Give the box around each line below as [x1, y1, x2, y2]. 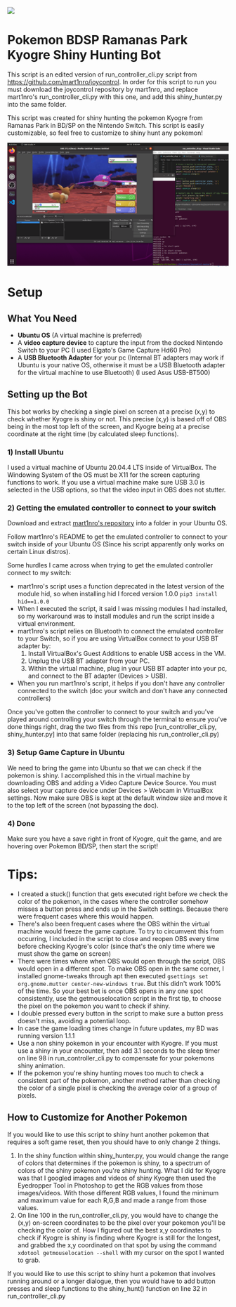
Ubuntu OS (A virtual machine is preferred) [17, 331, 143, 339]
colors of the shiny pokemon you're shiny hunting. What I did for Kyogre [17, 1166, 226, 1174]
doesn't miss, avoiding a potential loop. [17, 1016, 131, 1025]
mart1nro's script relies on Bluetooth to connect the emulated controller [17, 627, 224, 636]
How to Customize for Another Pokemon [7, 1112, 188, 1124]
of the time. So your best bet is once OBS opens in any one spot [17, 987, 204, 995]
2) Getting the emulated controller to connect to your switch [7, 503, 216, 513]
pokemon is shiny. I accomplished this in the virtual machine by [7, 771, 190, 780]
